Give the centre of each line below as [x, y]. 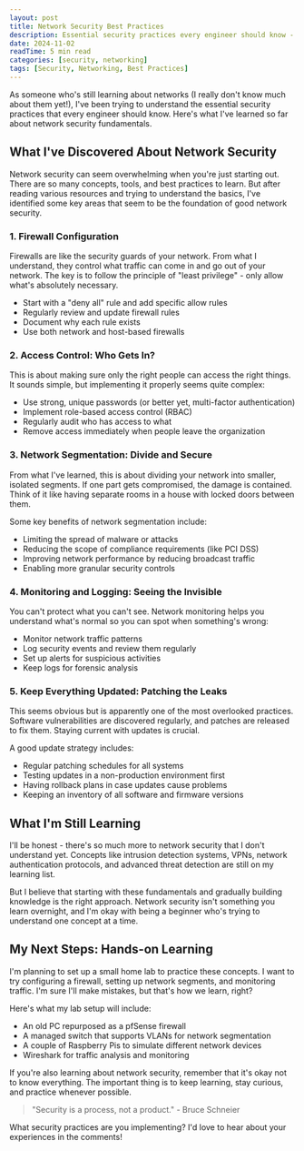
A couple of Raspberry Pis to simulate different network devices [142, 1045]
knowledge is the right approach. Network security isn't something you [142, 901]
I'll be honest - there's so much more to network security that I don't [137, 845]
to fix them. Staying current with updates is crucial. [105, 731]
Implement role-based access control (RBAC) [107, 412]
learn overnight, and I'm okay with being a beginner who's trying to [135, 911]
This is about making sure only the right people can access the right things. [151, 375]
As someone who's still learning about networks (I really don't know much [147, 94]
